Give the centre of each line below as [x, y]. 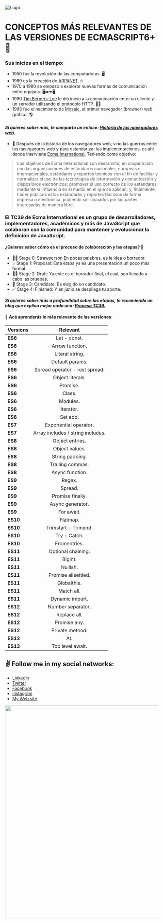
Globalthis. [69, 583]
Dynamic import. [69, 599]
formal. [19, 268]
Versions [18, 330]
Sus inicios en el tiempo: [34, 63]
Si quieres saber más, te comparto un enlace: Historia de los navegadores [81, 128]
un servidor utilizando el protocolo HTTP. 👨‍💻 [57, 104]
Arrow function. [69, 346]
